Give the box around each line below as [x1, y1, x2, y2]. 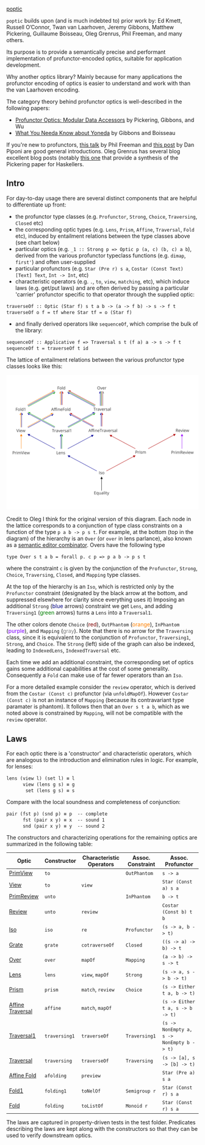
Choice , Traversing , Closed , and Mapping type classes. [6, 571, 141, 579]
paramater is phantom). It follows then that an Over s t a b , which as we [6, 703, 190, 711]
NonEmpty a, [162, 1026, 193, 1033]
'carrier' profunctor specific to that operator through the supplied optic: [15, 290, 195, 298]
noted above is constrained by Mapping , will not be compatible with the [6, 709, 183, 717]
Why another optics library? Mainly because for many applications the [6, 73, 182, 80]
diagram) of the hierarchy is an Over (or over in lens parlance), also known [6, 535, 192, 543]
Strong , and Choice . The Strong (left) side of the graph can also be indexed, [6, 640, 195, 648]
